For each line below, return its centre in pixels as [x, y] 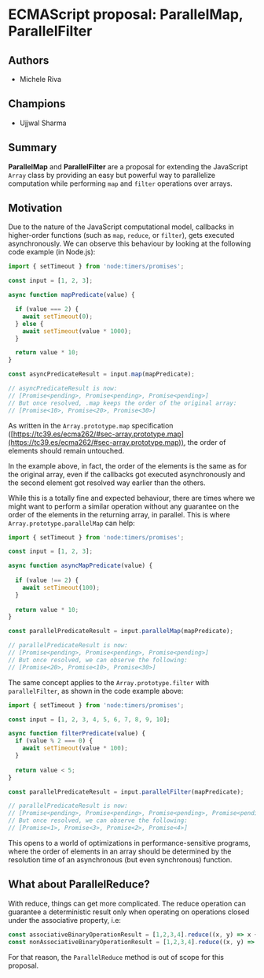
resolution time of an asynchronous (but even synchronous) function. [120, 859]
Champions [37, 104]
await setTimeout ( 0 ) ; [57, 317]
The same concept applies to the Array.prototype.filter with [109, 682]
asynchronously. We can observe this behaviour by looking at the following [130, 244]
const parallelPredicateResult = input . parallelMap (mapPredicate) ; [121, 632]
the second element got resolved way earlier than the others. [107, 483]
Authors [29, 60]
